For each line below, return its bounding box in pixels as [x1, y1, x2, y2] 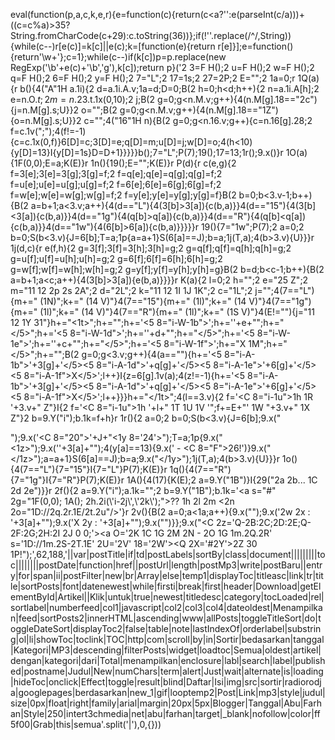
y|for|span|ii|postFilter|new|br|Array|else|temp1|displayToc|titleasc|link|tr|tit [10, 570, 324, 581]
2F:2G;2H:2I [10, 527, 61, 539]
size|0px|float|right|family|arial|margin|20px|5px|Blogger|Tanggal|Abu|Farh [10, 697, 322, 709]
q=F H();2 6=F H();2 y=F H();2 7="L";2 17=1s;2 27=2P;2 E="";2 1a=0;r [10, 72, 296, 84]
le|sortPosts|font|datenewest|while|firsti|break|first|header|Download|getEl [10, 580, 322, 592]
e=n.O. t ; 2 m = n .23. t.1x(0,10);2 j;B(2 [10, 94, 155, 105]
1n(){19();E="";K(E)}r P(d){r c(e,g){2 [90, 157, 237, 169]
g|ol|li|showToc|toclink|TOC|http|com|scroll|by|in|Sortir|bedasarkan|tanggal [10, 634, 325, 645]
